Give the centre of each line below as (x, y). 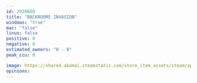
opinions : (18, 71)
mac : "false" (22, 28)
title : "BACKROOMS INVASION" (42, 17)
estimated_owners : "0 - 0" (39, 50)
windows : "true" (26, 22)
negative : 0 (21, 44)
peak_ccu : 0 (21, 55)
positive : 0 (21, 39)
